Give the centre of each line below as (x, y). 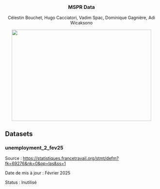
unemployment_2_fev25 (34, 148)
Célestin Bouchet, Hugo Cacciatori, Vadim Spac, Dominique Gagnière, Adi (81, 18)
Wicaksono (81, 23)
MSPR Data (81, 7)
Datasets (19, 134)
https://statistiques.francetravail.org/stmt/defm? (71, 158)
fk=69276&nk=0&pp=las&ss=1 (36, 163)
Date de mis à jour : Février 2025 (38, 173)
